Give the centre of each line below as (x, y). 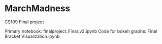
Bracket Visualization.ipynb (32, 36)
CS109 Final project (24, 22)
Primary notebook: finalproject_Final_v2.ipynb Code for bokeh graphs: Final (81, 31)
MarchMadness (37, 8)
